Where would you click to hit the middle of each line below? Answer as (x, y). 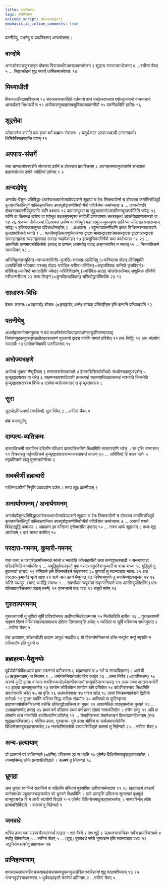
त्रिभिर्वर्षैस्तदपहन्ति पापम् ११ (26, 138)
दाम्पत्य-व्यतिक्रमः (25, 436)
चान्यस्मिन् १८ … (19, 250)
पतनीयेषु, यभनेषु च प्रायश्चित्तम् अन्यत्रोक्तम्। (39, 38)
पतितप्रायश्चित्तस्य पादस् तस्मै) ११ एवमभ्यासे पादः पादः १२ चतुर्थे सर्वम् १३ (61, 588)
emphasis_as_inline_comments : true (42, 24)
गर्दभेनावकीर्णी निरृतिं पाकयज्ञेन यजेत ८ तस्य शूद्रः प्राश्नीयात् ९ (52, 488)
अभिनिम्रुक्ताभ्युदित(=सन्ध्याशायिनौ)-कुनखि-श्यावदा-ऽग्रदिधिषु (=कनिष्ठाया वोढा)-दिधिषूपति (74, 260)
